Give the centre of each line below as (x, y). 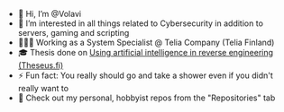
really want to (43, 88)
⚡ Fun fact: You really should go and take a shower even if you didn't (145, 75)
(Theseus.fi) (41, 65)
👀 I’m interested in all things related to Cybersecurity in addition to (141, 23)
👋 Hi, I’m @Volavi (50, 14)
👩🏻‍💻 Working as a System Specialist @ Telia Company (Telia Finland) (146, 42)
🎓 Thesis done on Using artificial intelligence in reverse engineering (145, 52)
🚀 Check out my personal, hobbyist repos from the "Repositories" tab (147, 98)
